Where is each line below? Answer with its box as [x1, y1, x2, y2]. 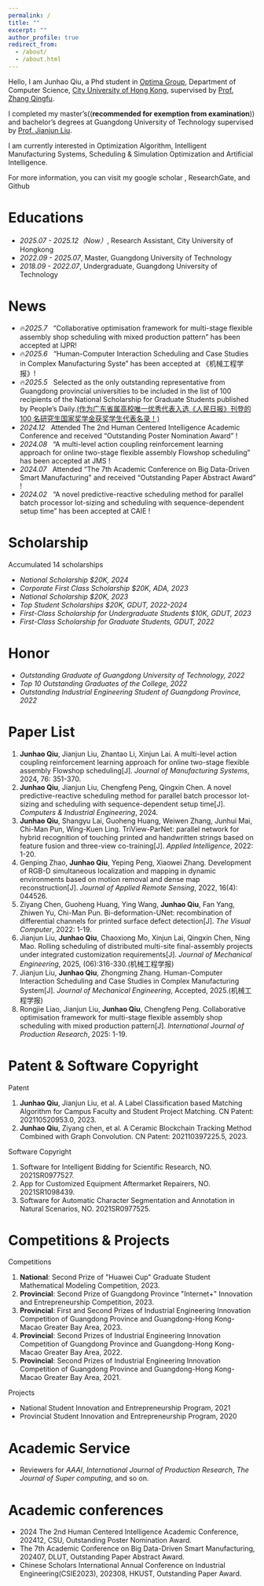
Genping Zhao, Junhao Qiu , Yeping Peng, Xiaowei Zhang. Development [19, 858, 251, 867]
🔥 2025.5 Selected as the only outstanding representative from [19, 377, 225, 386]
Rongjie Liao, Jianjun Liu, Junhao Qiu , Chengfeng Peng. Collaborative [19, 1004, 246, 1013]
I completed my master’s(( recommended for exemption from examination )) [8, 109, 255, 118]
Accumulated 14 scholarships [8, 559, 104, 569]
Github [8, 181, 30, 190]
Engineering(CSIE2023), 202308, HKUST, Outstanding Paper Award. [19, 1569, 242, 1578]
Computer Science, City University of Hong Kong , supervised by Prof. [8, 85, 234, 94]
